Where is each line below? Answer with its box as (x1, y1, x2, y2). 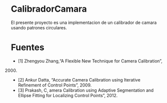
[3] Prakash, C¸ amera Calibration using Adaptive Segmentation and (18, 87, 154, 93)
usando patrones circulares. (11, 24, 67, 30)
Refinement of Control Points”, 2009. (18, 82, 92, 88)
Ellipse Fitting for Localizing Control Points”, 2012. (18, 92, 118, 98)
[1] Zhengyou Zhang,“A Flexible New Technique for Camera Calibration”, (18, 58, 163, 64)
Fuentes (11, 42, 45, 53)
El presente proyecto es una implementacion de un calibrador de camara (11, 20, 157, 25)
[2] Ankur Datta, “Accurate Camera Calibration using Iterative (18, 77, 141, 82)
